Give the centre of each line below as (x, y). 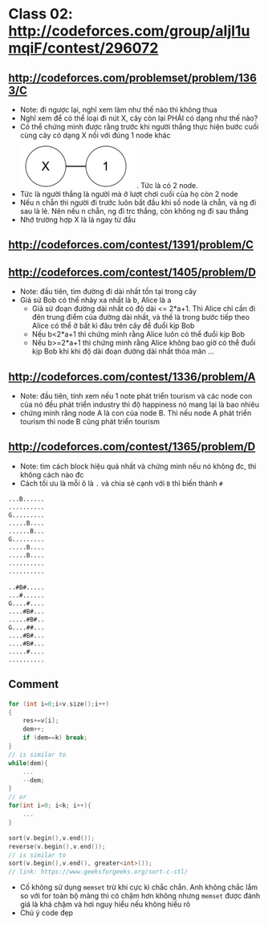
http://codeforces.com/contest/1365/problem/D (132, 447)
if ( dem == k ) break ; (55, 738)
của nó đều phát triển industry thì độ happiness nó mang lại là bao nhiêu (139, 405)
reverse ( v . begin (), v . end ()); (57, 846)
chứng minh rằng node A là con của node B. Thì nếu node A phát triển (136, 413)
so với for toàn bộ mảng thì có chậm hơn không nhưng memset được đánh (140, 896)
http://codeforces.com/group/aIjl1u (129, 31)
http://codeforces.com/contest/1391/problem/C (131, 245)
